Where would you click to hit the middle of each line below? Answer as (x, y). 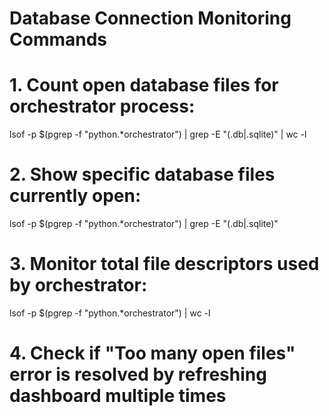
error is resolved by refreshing (138, 374)
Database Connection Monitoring (150, 18)
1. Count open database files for (144, 85)
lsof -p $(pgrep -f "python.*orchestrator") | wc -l (110, 313)
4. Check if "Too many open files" (152, 353)
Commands (58, 39)
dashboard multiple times (118, 396)
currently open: (75, 196)
